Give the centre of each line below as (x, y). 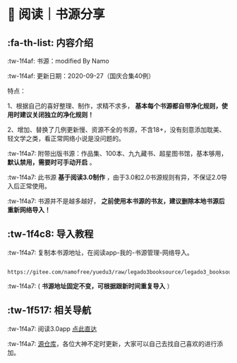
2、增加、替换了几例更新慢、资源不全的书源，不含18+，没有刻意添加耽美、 (116, 130)
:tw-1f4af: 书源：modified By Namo (58, 61)
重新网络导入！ (29, 210)
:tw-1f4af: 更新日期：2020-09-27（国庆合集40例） (81, 76)
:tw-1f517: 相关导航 (49, 310)
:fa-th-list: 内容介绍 (50, 43)
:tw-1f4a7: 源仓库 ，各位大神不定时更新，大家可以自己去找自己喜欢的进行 (112, 343)
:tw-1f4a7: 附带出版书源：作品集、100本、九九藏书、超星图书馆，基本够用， (117, 153)
